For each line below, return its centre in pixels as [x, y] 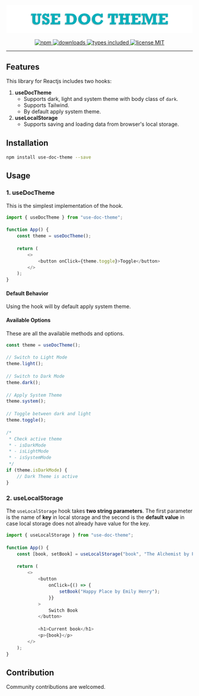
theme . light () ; [25, 364]
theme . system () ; [26, 401]
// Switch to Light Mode [37, 358]
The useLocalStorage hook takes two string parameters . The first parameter [99, 511]
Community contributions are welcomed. [56, 687]
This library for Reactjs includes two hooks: [59, 81]
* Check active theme [35, 439]
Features [23, 67]
